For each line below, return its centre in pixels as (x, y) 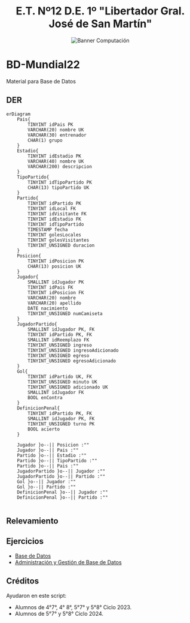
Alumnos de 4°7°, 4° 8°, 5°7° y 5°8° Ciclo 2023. (73, 607)
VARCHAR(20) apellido (55, 303)
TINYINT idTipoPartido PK (60, 182)
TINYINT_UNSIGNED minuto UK (62, 382)
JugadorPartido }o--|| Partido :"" (61, 476)
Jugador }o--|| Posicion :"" (53, 445)
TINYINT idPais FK (50, 287)
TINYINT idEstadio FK (55, 219)
